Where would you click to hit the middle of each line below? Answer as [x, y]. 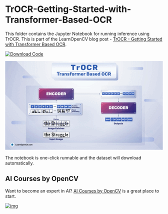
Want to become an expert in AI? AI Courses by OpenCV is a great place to [82, 190]
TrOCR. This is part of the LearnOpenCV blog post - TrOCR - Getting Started [84, 39]
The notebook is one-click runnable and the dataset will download [73, 157]
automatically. [19, 163]
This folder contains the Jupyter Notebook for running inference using [77, 33]
